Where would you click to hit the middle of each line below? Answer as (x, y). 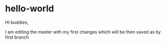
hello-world (30, 9)
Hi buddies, (17, 22)
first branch (17, 37)
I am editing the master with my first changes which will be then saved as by (83, 32)
